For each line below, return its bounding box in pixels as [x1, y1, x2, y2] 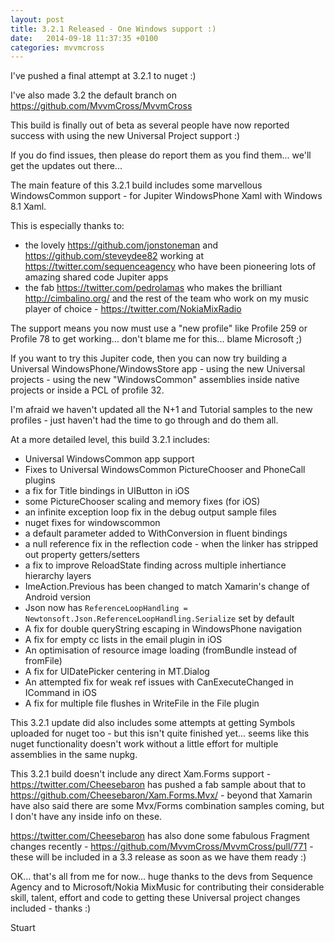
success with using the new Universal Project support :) [10, 130, 241, 142]
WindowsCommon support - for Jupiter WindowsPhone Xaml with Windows [10, 190, 323, 202]
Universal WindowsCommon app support [24, 453, 195, 465]
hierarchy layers [24, 570, 92, 582]
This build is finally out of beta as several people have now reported [10, 119, 290, 131]
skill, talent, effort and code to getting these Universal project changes [10, 892, 301, 904]
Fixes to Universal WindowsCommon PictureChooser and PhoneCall [24, 464, 306, 476]
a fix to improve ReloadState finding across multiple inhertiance [24, 559, 287, 571]
